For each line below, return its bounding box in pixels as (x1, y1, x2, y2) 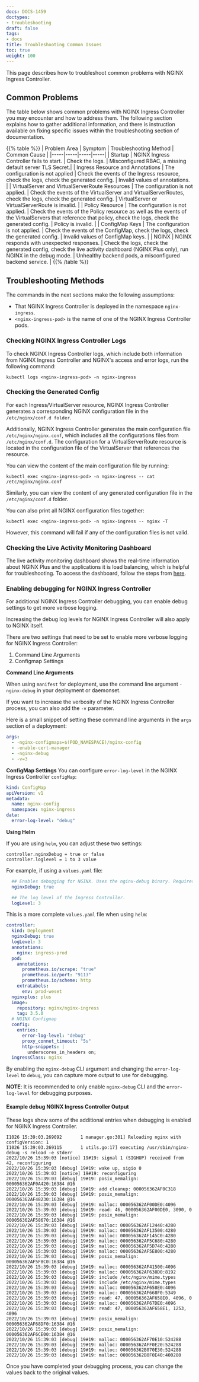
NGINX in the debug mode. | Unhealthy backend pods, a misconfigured (6, 252, 181, 259)
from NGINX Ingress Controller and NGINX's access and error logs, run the (6, 356, 189, 364)
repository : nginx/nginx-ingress (17, 1005, 99, 1011)
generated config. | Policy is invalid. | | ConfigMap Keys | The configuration (6, 221, 190, 228)
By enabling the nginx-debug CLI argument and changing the (6, 1065, 153, 1072)
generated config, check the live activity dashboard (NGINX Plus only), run (6, 246, 188, 253)
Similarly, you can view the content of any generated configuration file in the (6, 489, 192, 496)
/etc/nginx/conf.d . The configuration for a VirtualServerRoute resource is (6, 438, 187, 445)
